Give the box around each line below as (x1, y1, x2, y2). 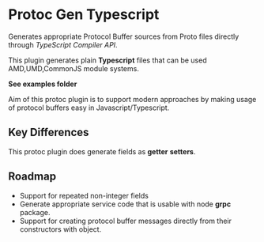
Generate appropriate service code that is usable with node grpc (19, 199, 232, 209)
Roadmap (8, 170, 57, 183)
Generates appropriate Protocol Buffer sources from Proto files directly (8, 32, 239, 41)
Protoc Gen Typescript (8, 6, 160, 24)
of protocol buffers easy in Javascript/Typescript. (8, 103, 170, 112)
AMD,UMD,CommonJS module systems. (8, 63, 140, 73)
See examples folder (8, 79, 77, 89)
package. (19, 207, 51, 217)
